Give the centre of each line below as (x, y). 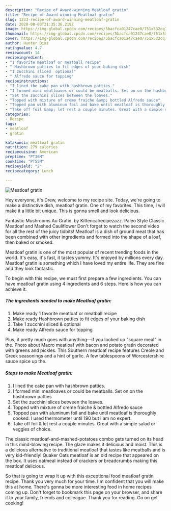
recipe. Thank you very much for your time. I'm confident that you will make (85, 481)
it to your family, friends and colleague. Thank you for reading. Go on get (81, 498)
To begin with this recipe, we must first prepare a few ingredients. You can (83, 278)
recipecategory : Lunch (29, 171)
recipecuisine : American (32, 152)
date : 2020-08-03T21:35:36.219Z (39, 24)
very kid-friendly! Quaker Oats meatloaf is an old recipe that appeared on (82, 455)
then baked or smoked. (30, 242)
